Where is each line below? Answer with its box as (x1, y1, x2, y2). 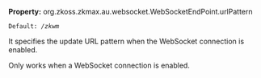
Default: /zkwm (8, 23, 60, 31)
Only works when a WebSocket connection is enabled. (8, 60, 190, 70)
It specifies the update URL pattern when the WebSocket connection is (8, 36, 245, 46)
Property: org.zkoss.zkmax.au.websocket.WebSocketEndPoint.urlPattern (8, 7, 253, 16)
